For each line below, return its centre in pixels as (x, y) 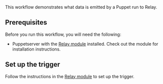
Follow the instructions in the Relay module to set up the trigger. (70, 76)
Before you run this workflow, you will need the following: (63, 34)
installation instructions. (36, 49)
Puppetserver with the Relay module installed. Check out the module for (85, 44)
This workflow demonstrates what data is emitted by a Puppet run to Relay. (81, 7)
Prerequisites (26, 22)
